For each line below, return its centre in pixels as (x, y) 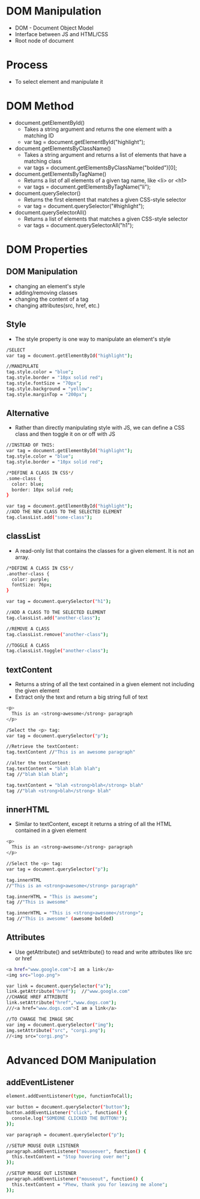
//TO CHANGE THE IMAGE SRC (40, 1019)
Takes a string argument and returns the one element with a (98, 129)
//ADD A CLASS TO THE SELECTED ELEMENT (56, 612)
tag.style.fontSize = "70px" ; (44, 383)
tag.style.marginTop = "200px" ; (47, 394)
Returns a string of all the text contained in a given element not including (105, 684)
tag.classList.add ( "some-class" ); (50, 518)
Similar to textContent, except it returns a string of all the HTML (93, 824)
